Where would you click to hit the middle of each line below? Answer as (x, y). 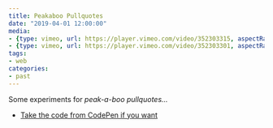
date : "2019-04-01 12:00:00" (58, 23)
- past (19, 76)
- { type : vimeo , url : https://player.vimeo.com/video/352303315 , (121, 38)
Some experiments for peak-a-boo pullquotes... (88, 99)
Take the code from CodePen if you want (89, 115)
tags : (17, 53)
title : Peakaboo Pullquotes (56, 16)
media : (19, 31)
